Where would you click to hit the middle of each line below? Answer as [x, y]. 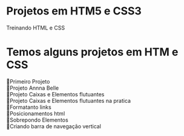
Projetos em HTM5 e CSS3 [74, 11]
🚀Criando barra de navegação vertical [54, 126]
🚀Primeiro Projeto [28, 81]
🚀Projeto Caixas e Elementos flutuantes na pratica [69, 100]
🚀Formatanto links [29, 107]
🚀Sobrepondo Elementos [37, 120]
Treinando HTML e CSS [36, 28]
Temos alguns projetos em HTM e [92, 52]
